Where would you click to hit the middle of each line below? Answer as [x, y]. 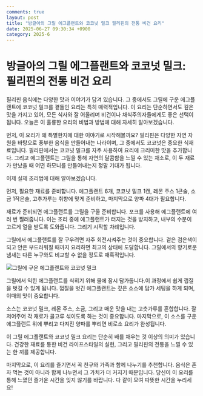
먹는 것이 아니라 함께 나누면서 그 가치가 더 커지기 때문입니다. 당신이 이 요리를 [103, 372]
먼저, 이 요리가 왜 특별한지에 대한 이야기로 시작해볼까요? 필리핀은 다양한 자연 [96, 135]
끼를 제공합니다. [38, 352]
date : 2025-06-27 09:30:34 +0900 [48, 29]
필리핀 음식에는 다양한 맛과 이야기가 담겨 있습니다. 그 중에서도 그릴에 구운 [93, 99]
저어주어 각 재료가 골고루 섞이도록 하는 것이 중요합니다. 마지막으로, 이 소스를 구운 [101, 317]
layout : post [23, 18]
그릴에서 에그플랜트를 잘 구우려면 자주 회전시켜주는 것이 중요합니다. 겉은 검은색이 [102, 240]
